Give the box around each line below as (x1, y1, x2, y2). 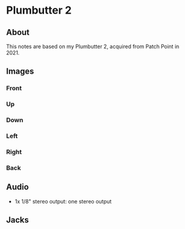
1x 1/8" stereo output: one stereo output (14, 198, 112, 205)
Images (6, 66, 34, 77)
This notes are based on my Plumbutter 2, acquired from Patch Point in (6, 43, 180, 50)
